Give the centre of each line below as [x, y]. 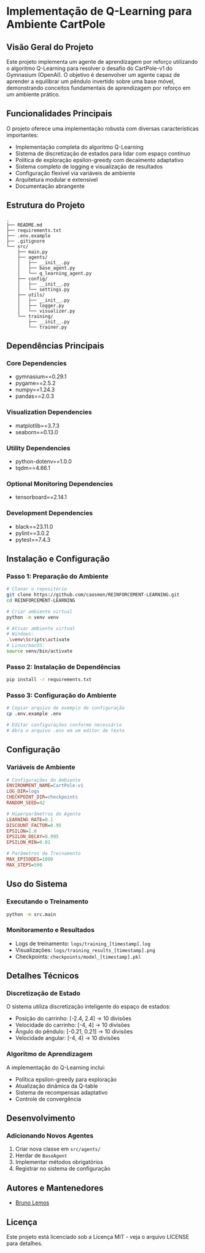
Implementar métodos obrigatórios [59, 1162]
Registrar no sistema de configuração [63, 1169]
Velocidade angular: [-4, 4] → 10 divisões [68, 1038]
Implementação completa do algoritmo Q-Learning [79, 147]
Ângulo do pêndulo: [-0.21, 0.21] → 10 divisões [74, 1032]
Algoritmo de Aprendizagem [50, 1054]
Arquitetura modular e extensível [56, 179]
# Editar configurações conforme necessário [64, 725]
